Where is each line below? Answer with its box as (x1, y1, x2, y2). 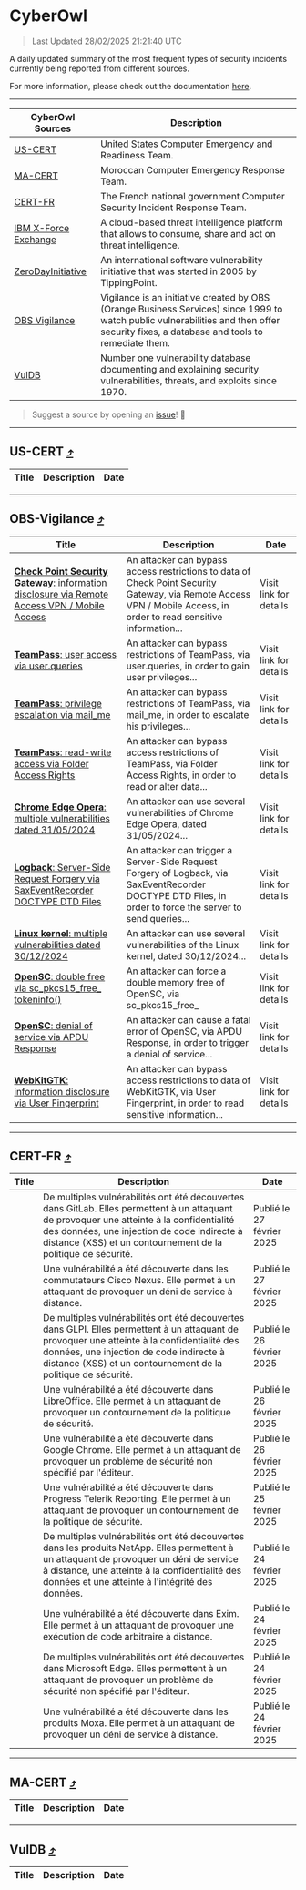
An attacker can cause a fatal (126, 1013, 251, 1026)
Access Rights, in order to (126, 769, 237, 782)
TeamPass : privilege (14, 697, 103, 710)
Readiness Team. (99, 148, 174, 161)
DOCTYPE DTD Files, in (126, 889, 227, 902)
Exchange (14, 233, 57, 246)
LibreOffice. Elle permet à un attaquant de (42, 1395, 221, 1407)
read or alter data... (126, 780, 208, 792)
